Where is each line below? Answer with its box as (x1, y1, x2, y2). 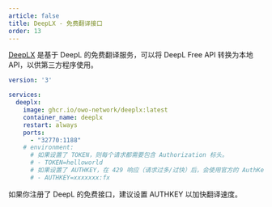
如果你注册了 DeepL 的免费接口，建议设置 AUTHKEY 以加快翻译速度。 (8, 189, 243, 199)
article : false (8, 11, 60, 20)
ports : (23, 129, 45, 137)
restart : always (23, 120, 79, 129)
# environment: (23, 143, 74, 152)
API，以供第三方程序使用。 (8, 60, 99, 70)
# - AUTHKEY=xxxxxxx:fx (29, 173, 111, 182)
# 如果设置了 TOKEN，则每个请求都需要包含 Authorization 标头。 (29, 151, 228, 159)
